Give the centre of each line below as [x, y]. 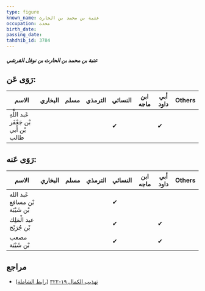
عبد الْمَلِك [22, 220]
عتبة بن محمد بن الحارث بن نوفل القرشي [52, 60]
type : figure [23, 12]
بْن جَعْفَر [20, 122]
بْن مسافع [22, 202]
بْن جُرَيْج [20, 227]
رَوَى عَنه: [21, 159]
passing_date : [24, 35]
